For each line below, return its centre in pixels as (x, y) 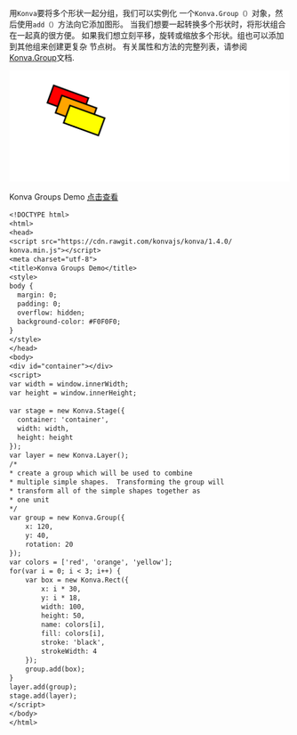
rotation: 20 (49, 545)
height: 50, (64, 616)
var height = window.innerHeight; (73, 393)
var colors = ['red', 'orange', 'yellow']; (91, 563)
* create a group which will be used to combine (101, 474)
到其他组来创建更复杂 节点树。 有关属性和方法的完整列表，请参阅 (128, 46)
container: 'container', (63, 420)
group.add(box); (56, 670)
